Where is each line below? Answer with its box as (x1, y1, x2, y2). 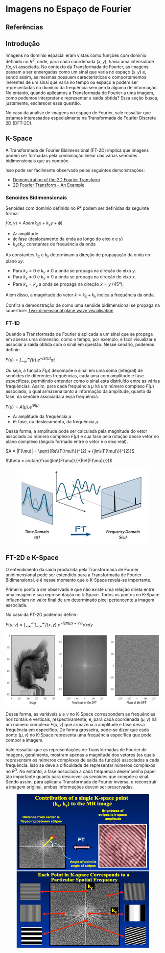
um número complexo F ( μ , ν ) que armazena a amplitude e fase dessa (5, 722, 145, 728)
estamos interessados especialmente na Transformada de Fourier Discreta (5, 115, 156, 121)
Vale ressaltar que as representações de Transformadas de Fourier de (5, 747, 147, 753)
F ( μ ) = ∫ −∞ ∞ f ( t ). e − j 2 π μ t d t (5, 356, 55, 364)
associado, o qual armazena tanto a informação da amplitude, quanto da (5, 389, 152, 394)
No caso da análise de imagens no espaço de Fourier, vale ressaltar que (5, 110, 151, 116)
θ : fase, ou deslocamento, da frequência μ (12, 418, 98, 424)
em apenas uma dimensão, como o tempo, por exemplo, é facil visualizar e (5, 336, 157, 342)
